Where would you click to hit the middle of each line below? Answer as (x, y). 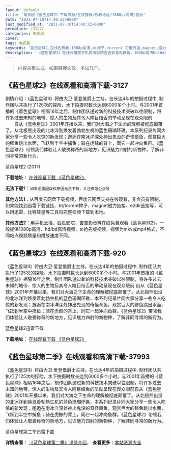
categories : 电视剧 (25, 34)
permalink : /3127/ (25, 29)
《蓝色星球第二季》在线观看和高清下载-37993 (78, 356)
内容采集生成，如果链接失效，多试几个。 (60, 68)
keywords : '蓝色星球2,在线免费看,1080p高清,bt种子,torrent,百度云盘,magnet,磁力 (86, 48)
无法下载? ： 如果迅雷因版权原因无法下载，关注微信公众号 (58, 189)
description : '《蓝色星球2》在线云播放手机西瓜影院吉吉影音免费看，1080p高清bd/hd (85, 52)
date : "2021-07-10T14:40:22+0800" (42, 19)
